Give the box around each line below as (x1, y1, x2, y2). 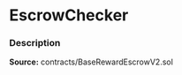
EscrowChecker (9, 5, 129, 26)
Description (9, 37, 61, 49)
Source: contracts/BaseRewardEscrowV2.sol (9, 56, 174, 67)
